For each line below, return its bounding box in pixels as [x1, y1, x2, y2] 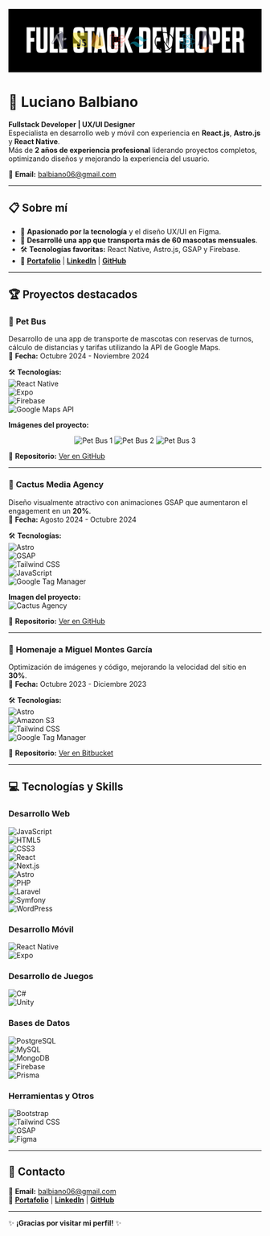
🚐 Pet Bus [8, 316, 47, 327]
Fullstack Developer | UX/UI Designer [8, 119, 135, 129]
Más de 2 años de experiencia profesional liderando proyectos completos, [8, 145, 257, 155]
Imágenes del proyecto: [8, 420, 90, 430]
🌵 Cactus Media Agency [8, 479, 104, 490]
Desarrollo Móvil [8, 924, 74, 935]
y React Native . [8, 136, 60, 146]
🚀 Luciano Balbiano [8, 93, 139, 111]
